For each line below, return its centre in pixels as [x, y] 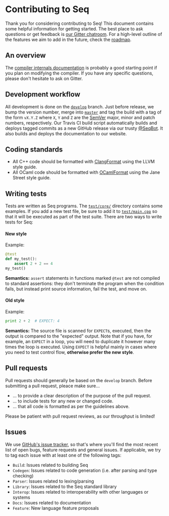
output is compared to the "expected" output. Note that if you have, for [79, 336]
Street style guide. [32, 178]
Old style [15, 301]
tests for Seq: [19, 222]
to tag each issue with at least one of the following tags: [63, 455]
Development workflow [43, 95]
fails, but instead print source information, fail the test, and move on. [76, 289]
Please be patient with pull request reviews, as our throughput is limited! [80, 416]
